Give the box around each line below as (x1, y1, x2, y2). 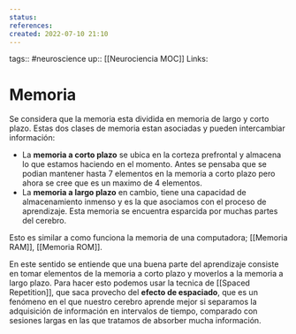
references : (9, 21, 53, 30)
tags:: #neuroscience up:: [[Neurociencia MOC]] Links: (9, 54, 209, 65)
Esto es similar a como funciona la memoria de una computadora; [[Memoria (9, 232, 288, 243)
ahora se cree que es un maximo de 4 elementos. (21, 178, 203, 188)
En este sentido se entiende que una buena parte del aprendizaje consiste (9, 259, 279, 269)
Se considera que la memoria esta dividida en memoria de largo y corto (9, 114, 269, 125)
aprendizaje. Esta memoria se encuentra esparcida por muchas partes (21, 206, 278, 216)
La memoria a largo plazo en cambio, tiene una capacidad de (21, 187, 247, 198)
